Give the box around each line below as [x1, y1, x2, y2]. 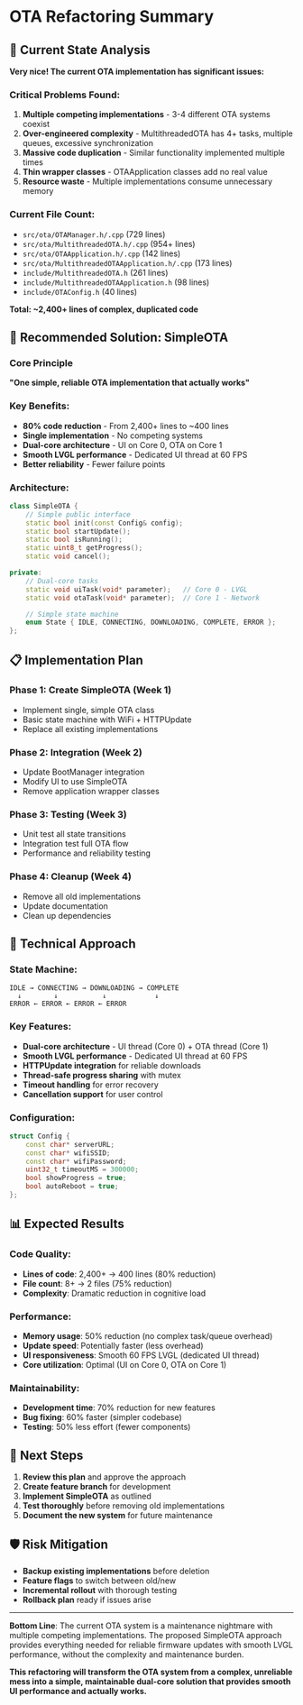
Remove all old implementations [22, 891, 142, 902]
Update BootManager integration [22, 766, 145, 777]
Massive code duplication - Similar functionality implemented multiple [22, 147, 286, 159]
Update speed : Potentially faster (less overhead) [22, 1340, 205, 1351]
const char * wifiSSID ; [25, 1148, 111, 1158]
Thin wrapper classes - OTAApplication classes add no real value [22, 167, 268, 178]
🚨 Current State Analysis [9, 42, 151, 58]
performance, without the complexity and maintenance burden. [9, 1648, 244, 1660]
